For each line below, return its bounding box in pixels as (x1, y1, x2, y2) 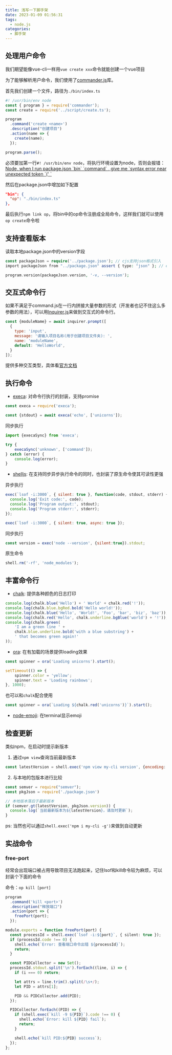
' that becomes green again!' (14, 634, 79, 640)
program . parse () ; (5, 149, 42, 155)
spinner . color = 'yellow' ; (14, 673, 72, 678)
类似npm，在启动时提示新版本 (5, 743, 69, 750)
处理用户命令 (5, 52, 46, 60)
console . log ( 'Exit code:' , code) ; (10, 497, 83, 502)
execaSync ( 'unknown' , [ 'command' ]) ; (14, 447, 93, 452)
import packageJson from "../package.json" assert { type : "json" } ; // (5, 263, 164, 269)
